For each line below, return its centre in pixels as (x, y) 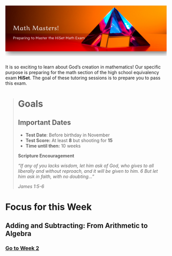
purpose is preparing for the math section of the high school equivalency (82, 72)
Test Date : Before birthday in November (68, 135)
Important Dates (44, 123)
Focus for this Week (49, 207)
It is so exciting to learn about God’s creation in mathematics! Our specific (83, 67)
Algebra (18, 234)
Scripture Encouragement (46, 155)
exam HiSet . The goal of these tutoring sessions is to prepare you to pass (83, 78)
